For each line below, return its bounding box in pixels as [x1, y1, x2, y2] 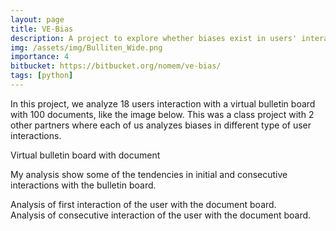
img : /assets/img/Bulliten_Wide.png [10, 42, 163, 53]
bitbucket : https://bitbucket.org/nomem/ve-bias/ [10, 61, 222, 71]
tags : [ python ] [10, 71, 74, 81]
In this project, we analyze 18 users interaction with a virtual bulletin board [10, 97, 316, 110]
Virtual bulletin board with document [10, 149, 161, 161]
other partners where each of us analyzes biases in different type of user [10, 119, 312, 131]
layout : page [10, 14, 65, 25]
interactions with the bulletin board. [10, 179, 157, 191]
